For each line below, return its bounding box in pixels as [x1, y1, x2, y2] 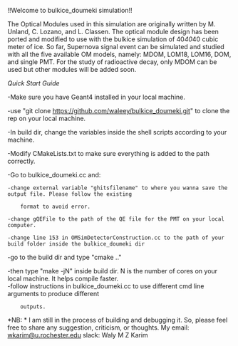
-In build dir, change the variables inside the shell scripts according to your [7, 128, 227, 136]
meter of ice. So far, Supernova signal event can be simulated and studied [7, 43, 224, 51]
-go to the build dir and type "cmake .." [7, 253, 122, 261]
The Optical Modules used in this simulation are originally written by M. [7, 20, 216, 28]
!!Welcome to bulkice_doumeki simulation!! [7, 6, 133, 14]
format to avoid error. [20, 203, 91, 210]
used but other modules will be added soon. [7, 65, 137, 73]
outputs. [20, 303, 46, 310]
